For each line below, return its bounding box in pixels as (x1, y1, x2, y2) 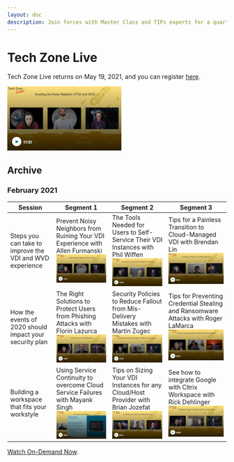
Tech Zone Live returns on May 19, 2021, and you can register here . (7, 73, 201, 81)
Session (18, 203, 42, 211)
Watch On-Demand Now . (7, 447, 79, 456)
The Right (56, 290, 84, 298)
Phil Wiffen (112, 250, 143, 258)
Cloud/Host (112, 388, 145, 396)
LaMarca (168, 321, 194, 329)
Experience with (56, 239, 103, 248)
